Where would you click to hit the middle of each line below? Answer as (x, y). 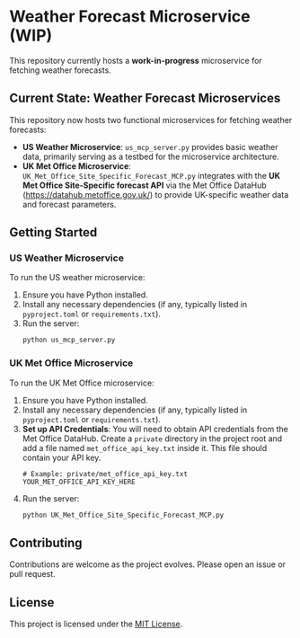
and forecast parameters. (69, 204)
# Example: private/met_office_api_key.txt (105, 474)
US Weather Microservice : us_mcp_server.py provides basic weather (150, 146)
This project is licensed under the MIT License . (96, 624)
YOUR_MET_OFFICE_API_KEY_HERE (79, 482)
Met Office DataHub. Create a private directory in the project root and (152, 439)
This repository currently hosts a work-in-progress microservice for (136, 60)
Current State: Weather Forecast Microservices (145, 98)
